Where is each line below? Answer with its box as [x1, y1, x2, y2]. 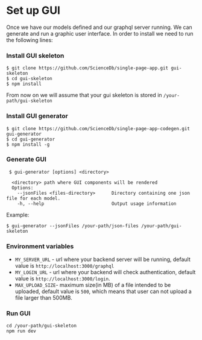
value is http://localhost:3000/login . [14, 275, 110, 282]
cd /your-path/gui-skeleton [6, 323, 77, 329]
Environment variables [6, 242, 74, 250]
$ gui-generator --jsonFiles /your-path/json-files [6, 222, 139, 229]
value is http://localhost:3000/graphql [14, 262, 115, 269]
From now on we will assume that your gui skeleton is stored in [6, 92, 162, 99]
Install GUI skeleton [6, 51, 65, 60]
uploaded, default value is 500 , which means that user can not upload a [14, 288, 192, 295]
